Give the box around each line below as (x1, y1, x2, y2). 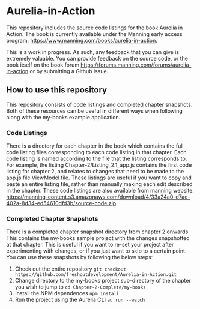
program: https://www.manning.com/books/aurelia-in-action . (6, 37, 158, 44)
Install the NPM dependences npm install (14, 290, 120, 297)
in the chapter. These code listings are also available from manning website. (6, 187, 194, 194)
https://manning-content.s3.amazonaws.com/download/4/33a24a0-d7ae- (6, 193, 190, 200)
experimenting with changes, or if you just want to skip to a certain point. (6, 247, 187, 254)
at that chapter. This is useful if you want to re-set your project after (6, 241, 174, 248)
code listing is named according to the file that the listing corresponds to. (6, 155, 187, 163)
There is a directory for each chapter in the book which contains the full (6, 142, 184, 149)
